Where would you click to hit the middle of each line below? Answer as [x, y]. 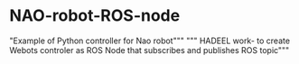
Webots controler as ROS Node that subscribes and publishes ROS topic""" [149, 50]
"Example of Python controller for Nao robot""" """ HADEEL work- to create [150, 41]
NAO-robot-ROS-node [95, 16]
